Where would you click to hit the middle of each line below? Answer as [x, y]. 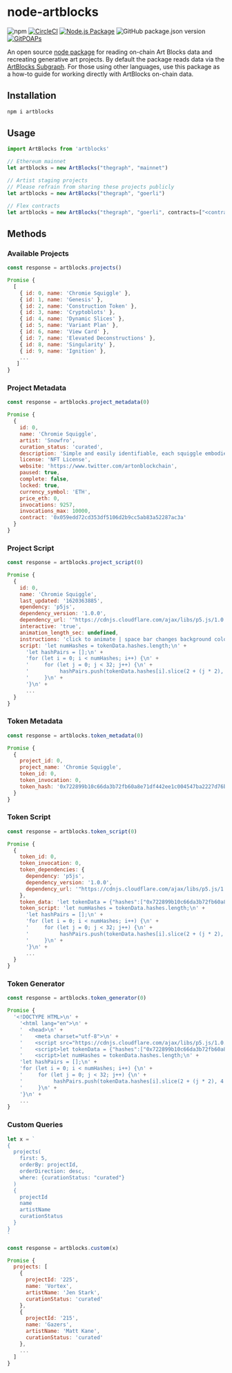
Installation [32, 96]
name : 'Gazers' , [49, 1325]
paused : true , [40, 473]
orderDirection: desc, [52, 1171]
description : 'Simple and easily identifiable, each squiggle [111, 454]
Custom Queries [35, 1125]
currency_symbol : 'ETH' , [55, 492]
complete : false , [45, 479]
